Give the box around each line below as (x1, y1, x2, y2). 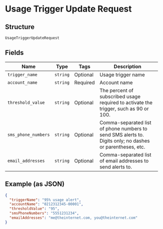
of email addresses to (99, 157, 149, 164)
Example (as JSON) (5, 180, 65, 188)
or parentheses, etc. (99, 143, 146, 150)
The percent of (99, 87, 133, 94)
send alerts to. (99, 164, 132, 170)
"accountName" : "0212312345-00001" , (9, 202, 83, 207)
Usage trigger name (99, 71, 145, 78)
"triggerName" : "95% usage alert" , (9, 197, 81, 202)
